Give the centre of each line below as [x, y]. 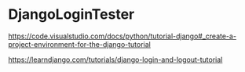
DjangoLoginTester [71, 14]
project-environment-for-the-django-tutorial [79, 44]
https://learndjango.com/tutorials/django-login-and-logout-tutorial [115, 59]
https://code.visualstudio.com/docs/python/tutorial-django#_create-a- [122, 36]
